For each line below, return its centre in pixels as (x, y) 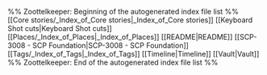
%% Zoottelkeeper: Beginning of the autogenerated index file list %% (123, 12)
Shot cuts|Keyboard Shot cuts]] (60, 28)
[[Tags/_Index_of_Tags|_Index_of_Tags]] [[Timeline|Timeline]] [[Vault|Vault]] (133, 54)
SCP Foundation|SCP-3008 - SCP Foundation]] (111, 45)
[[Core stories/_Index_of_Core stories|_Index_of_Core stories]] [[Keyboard (130, 20)
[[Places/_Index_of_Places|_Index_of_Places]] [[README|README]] (120, 37)
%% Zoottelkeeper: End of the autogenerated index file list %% (113, 62)
